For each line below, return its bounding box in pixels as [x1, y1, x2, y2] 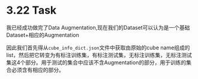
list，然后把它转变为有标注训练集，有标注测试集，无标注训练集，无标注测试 [6, 51, 192, 58]
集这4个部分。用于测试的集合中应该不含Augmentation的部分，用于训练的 [6, 59, 187, 66]
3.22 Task [6, 4, 57, 17]
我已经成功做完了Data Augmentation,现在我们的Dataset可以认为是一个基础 [6, 24, 190, 31]
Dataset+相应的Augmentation [6, 31, 79, 39]
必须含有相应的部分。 [11, 66, 64, 73]
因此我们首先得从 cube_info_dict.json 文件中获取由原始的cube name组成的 [6, 44, 190, 51]
